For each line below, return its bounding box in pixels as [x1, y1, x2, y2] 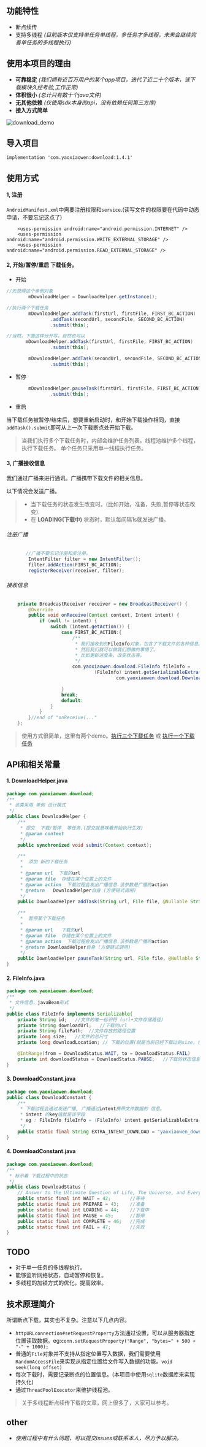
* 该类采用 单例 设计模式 [9, 802, 66, 808]
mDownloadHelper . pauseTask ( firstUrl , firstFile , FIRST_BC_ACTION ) [28, 385, 202, 392]
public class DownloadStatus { [6, 1184, 86, 1190]
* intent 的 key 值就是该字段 [20, 1111, 85, 1118]
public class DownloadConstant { [6, 1094, 92, 1100]
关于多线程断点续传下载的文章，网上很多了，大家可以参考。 [21, 1399, 172, 1406]
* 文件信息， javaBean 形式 [9, 1000, 69, 1006]
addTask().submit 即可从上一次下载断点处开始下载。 [6, 423, 137, 431]
